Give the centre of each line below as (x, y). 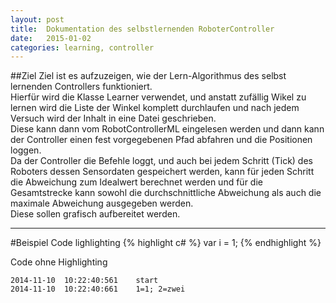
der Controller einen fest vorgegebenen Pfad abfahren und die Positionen (161, 140)
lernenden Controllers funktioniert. (81, 87)
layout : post (37, 19)
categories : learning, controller (82, 47)
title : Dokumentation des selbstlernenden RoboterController (142, 29)
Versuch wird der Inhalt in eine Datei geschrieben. (113, 118)
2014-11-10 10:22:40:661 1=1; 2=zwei (98, 289)
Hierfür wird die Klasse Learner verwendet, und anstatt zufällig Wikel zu (158, 97)
